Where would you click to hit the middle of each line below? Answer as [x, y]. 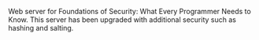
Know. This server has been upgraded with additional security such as [122, 20]
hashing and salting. [41, 28]
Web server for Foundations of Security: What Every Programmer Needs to [130, 11]
